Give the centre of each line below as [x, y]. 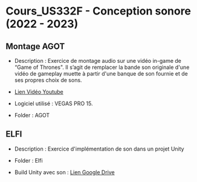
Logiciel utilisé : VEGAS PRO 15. [53, 103]
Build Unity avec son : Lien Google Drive [65, 172]
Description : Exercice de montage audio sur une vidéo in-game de [98, 61]
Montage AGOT [35, 46]
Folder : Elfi [28, 160]
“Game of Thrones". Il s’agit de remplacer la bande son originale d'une [102, 67]
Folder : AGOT [32, 115]
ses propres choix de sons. [48, 80]
